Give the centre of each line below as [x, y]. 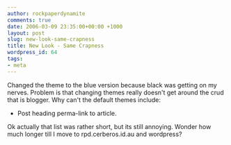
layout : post [26, 33]
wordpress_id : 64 [32, 53]
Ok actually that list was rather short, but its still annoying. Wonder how [109, 126]
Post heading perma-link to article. [67, 113]
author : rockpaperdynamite [46, 14]
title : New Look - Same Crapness [56, 46]
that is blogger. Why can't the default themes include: [84, 100]
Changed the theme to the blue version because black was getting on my [112, 85]
